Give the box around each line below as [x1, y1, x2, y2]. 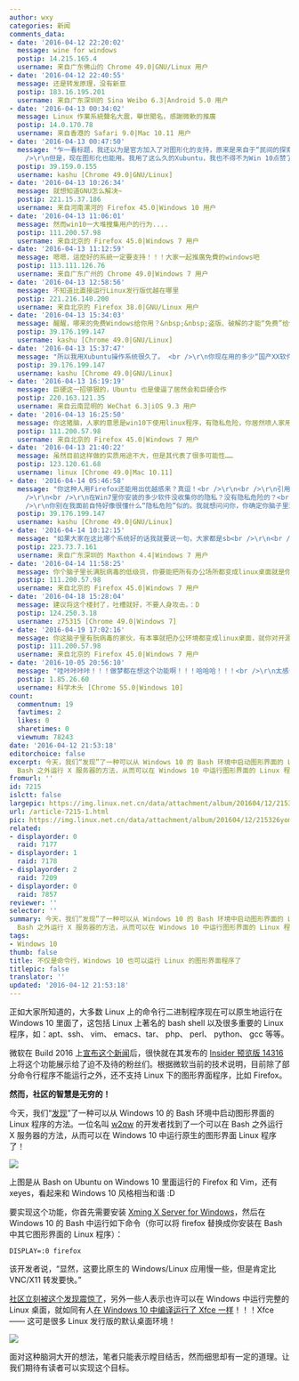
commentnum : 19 [17, 699, 74, 708]
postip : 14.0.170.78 [17, 121, 93, 130]
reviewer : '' [9, 898, 58, 908]
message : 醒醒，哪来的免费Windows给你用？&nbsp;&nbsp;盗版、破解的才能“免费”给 [17, 319, 289, 328]
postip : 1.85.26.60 [17, 674, 90, 683]
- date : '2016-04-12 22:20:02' [9, 37, 125, 47]
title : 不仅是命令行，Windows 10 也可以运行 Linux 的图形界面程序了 [9, 956, 242, 965]
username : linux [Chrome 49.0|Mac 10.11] [17, 468, 174, 477]
